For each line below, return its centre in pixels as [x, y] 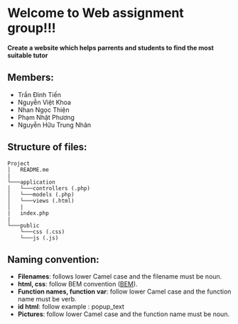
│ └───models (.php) [41, 194]
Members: [31, 78]
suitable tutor [28, 55]
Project [19, 163]
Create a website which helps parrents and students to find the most [111, 48]
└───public [23, 225]
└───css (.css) [43, 232]
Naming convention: [53, 259]
